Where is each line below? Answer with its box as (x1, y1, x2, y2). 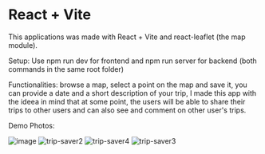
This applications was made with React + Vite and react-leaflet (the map (8, 32, 246, 41)
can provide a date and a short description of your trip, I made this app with (8, 88, 257, 97)
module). (8, 40, 38, 49)
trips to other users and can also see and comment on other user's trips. (8, 105, 247, 115)
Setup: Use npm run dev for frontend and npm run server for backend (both (8, 56, 257, 65)
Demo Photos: (8, 120, 55, 130)
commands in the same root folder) (8, 64, 125, 73)
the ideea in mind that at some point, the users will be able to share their (8, 97, 246, 106)
